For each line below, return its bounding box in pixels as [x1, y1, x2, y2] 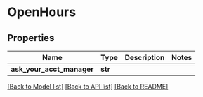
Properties [7, 32, 55, 44]
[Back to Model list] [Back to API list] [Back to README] [7, 82, 169, 91]
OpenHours [7, 4, 76, 20]
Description [124, 53, 165, 62]
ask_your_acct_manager [11, 64, 94, 74]
